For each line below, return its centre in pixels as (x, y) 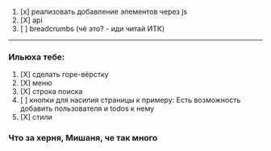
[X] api (31, 20)
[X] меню (36, 83)
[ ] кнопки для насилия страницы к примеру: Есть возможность (130, 100)
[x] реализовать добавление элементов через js (104, 12)
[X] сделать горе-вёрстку (64, 75)
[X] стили (36, 117)
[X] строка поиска (51, 92)
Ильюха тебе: (37, 57)
